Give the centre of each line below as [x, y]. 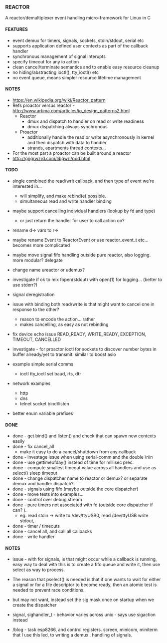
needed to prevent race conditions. [48, 590]
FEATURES [17, 29]
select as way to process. [39, 570]
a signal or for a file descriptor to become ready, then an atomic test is [84, 585]
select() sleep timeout [35, 473]
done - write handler [33, 537]
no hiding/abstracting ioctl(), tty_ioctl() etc [55, 72]
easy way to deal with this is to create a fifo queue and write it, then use [86, 565]
